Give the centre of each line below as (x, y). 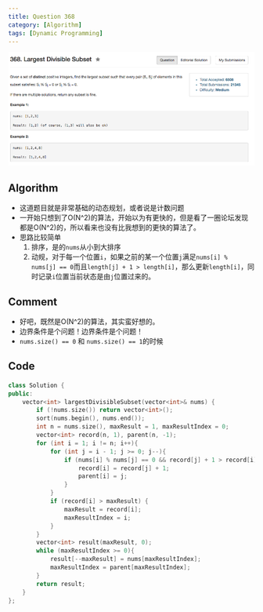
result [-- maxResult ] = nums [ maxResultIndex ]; (125, 559)
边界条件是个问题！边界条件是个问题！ (81, 331)
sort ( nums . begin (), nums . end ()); (91, 419)
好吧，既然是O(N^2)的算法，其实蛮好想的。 (89, 322)
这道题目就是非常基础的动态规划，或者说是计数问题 (102, 208)
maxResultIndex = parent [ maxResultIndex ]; (120, 568)
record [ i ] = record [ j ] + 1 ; (124, 468)
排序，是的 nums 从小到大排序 (76, 247)
